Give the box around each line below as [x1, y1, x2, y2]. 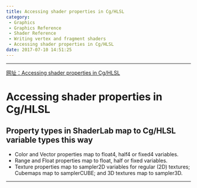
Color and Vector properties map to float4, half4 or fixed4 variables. [14, 150, 179, 157]
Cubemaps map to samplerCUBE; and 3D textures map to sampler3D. [14, 169, 183, 176]
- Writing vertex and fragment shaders [8, 36, 107, 42]
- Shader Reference [8, 31, 57, 36]
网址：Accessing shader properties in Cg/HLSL [6, 69, 120, 76]
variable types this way [6, 135, 93, 145]
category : [6, 14, 30, 20]
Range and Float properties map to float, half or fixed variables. [14, 157, 168, 164]
